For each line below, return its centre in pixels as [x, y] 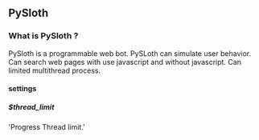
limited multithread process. [55, 70]
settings [23, 89]
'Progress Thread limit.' [47, 127]
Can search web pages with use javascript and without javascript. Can [125, 62]
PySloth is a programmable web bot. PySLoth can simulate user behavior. [130, 53]
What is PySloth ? [43, 36]
